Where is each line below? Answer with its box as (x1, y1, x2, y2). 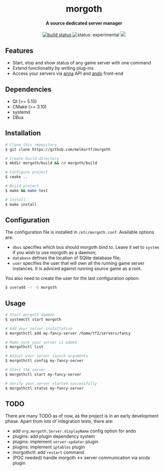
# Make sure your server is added (5, 340, 77, 345)
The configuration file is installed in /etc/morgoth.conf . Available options (5, 229, 154, 235)
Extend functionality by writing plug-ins (12, 65, 94, 71)
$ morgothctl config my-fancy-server (5, 358, 84, 363)
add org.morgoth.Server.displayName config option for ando (12, 428, 136, 434)
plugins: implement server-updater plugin (12, 439, 98, 445)
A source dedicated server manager (45, 20, 122, 26)
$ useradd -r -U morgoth (5, 285, 57, 290)
